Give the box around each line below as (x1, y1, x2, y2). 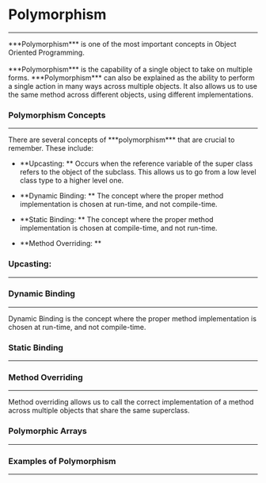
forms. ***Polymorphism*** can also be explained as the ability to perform (8, 73, 255, 82)
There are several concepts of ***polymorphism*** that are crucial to (8, 135, 235, 144)
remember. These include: (8, 144, 94, 153)
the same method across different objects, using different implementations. (8, 90, 254, 99)
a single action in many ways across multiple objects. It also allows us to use (8, 81, 258, 90)
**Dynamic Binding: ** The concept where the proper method (19, 191, 224, 201)
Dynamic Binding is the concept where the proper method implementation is (8, 313, 257, 323)
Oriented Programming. (8, 48, 85, 57)
